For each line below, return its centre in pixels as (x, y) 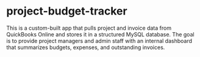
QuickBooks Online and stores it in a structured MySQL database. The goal (100, 34)
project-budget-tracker (67, 11)
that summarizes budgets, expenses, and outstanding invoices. (86, 47)
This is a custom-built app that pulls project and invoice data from (89, 28)
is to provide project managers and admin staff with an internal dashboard (99, 41)
